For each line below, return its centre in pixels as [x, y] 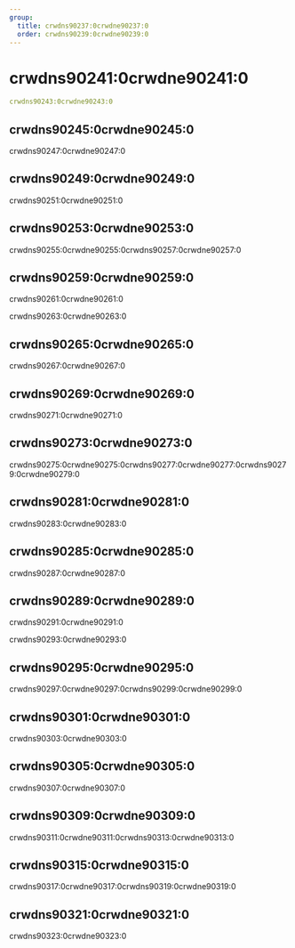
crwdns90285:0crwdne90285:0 [102, 551]
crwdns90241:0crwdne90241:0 [129, 78]
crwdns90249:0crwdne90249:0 [102, 179]
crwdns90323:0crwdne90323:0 [68, 936]
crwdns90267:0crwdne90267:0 [68, 366]
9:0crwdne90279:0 [44, 474]
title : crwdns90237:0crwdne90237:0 [83, 26]
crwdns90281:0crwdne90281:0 [100, 502]
